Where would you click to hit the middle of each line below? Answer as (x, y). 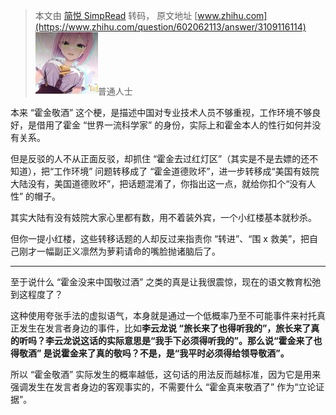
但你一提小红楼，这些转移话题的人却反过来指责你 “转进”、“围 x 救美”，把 (160, 238)
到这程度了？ (36, 294)
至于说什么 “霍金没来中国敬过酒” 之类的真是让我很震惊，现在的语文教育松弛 (166, 282)
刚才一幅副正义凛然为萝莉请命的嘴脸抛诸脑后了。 (119, 251)
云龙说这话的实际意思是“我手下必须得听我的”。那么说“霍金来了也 (188, 340)
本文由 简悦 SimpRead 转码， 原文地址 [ (116, 15)
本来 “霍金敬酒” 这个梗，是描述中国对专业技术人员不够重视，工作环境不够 (161, 112)
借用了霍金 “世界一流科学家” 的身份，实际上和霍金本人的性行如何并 (174, 125)
